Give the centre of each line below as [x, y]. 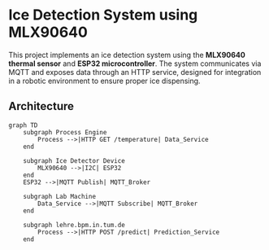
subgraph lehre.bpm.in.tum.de [74, 225]
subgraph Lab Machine [59, 196]
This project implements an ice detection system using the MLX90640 [127, 55]
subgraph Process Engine [65, 132]
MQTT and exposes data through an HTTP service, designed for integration [135, 72]
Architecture [41, 106]
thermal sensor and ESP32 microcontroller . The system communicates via [135, 64]
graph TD [23, 125]
